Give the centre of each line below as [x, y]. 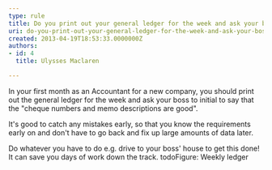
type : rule [27, 16]
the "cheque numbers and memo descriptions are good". [103, 108]
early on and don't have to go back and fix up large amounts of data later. [131, 132]
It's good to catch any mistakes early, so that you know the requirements [130, 124]
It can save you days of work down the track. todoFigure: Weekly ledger [128, 157]
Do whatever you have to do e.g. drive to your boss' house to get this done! [134, 148]
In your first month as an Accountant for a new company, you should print [132, 91]
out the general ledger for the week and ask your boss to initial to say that [131, 100]
